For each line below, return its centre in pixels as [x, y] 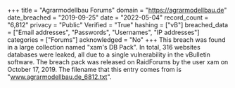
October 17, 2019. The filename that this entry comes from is [94, 69]
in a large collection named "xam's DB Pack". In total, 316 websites [104, 47]
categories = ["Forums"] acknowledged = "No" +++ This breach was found [116, 40]
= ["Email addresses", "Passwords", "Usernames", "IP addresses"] [103, 32]
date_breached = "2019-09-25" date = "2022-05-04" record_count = [108, 17]
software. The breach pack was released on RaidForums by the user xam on [118, 62]
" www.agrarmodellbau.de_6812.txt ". [59, 77]
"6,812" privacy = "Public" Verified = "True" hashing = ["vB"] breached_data [118, 25]
